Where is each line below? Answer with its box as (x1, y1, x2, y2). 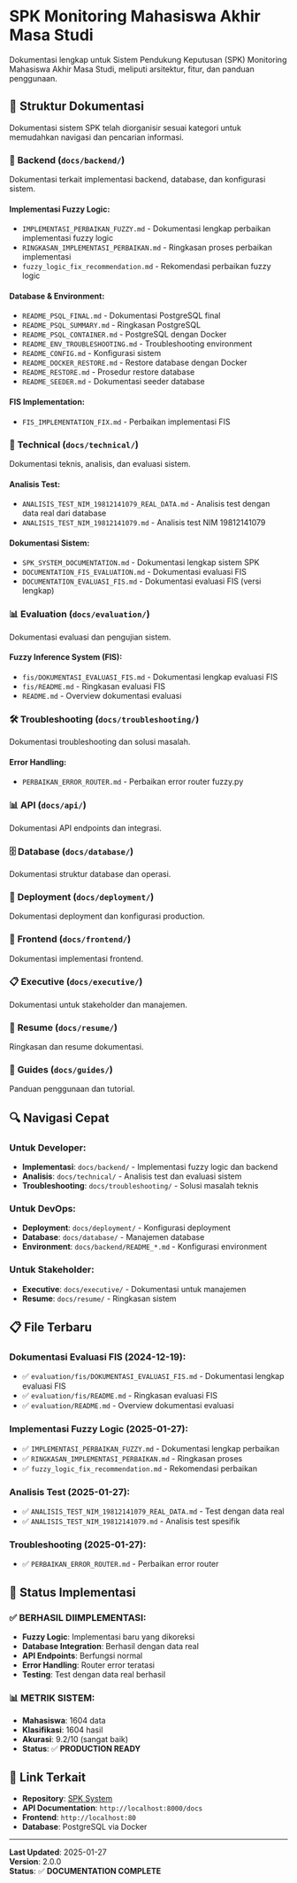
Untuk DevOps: (9, 1203, 77, 1215)
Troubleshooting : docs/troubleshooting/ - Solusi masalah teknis (21, 1181, 259, 1191)
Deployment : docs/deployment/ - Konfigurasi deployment (21, 1222, 232, 1233)
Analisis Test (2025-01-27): (9, 1485, 131, 1498)
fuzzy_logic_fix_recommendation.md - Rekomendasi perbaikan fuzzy (21, 261, 271, 272)
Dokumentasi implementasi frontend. (9, 953, 144, 964)
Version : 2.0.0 (9, 1856, 62, 1867)
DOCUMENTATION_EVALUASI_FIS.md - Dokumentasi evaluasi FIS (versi (21, 576, 262, 586)
